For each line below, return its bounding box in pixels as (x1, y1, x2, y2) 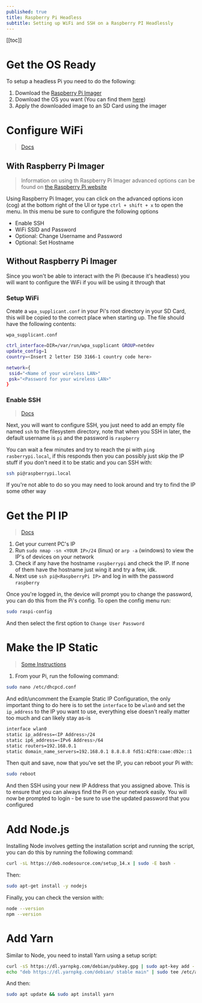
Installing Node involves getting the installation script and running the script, (6, 842, 195, 850)
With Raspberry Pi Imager (6, 161, 105, 171)
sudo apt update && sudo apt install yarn (6, 992, 114, 998)
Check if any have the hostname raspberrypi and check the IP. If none (14, 560, 189, 567)
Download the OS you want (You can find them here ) (14, 96, 146, 103)
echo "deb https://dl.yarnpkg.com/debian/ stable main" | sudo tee (6, 969, 179, 975)
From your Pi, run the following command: (14, 673, 119, 680)
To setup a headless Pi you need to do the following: (6, 78, 136, 85)
